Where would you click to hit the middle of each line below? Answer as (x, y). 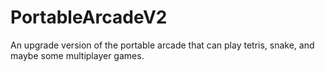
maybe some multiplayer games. (77, 55)
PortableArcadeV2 (89, 17)
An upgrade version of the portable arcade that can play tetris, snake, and (162, 45)
